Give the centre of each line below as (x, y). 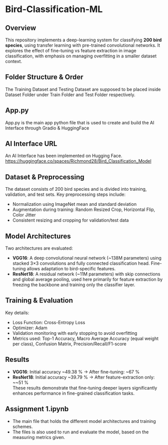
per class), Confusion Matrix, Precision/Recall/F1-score (69, 344)
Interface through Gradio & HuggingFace (47, 128)
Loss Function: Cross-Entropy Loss (49, 322)
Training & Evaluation (39, 301)
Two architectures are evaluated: (39, 248)
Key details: (17, 313)
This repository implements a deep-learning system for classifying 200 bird (83, 40)
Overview (21, 28)
